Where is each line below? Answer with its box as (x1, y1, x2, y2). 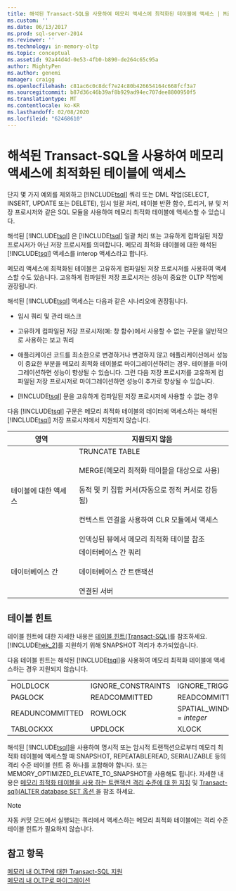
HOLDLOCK (11, 681, 50, 691)
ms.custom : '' (7, 17, 49, 24)
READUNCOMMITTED (11, 708, 84, 718)
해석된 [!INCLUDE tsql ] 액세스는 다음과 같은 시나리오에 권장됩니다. (7, 297, 188, 305)
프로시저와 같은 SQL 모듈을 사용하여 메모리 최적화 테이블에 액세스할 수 (14, 207, 207, 216)
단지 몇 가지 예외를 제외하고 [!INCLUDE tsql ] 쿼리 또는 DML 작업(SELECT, (7, 190, 209, 198)
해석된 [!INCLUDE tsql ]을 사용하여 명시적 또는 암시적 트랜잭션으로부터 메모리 (7, 743, 216, 751)
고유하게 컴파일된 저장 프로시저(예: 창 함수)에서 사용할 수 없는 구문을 (17, 326, 204, 335)
